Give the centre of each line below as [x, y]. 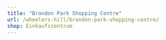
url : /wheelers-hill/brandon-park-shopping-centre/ [83, 20]
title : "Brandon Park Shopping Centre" [65, 13]
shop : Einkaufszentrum [40, 26]
